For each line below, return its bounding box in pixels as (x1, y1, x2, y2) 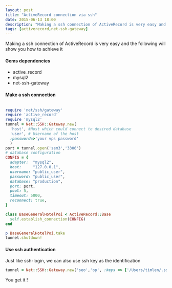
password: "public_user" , (10, 174, 66, 179)
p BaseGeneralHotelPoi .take (5, 231, 66, 236)
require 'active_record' (5, 112, 58, 118)
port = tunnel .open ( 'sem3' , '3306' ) (5, 145, 81, 151)
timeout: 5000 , (10, 193, 42, 198)
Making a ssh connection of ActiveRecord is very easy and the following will (5, 40, 166, 47)
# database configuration (5, 150, 60, 156)
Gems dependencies (5, 57, 50, 64)
